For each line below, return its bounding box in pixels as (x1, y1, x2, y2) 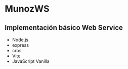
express (12, 42, 29, 48)
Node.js (12, 37, 29, 43)
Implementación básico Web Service (5, 23, 123, 32)
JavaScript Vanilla (12, 58, 50, 64)
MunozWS (5, 3, 50, 15)
